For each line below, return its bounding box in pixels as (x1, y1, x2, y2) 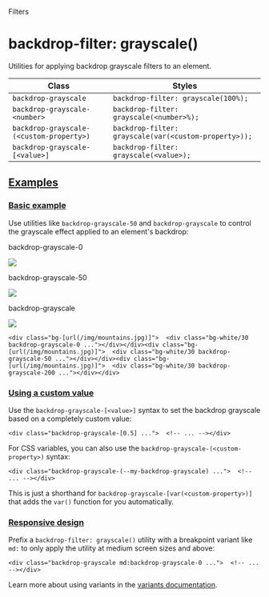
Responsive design (8, 516, 84, 527)
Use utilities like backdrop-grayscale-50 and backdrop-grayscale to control (8, 218, 252, 227)
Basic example (8, 200, 66, 211)
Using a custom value (8, 387, 94, 399)
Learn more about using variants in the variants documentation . (8, 580, 218, 590)
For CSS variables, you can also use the (8, 443, 140, 453)
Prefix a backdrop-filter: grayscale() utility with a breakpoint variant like (8, 535, 253, 545)
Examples (8, 176, 58, 190)
